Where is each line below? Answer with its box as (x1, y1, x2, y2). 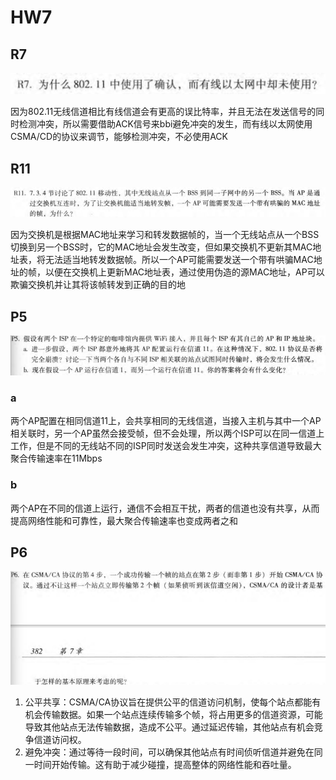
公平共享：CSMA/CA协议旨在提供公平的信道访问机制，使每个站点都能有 (24, 696, 322, 708)
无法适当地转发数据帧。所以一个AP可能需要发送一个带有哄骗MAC (44, 254, 314, 266)
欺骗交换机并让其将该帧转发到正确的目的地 (10, 279, 186, 291)
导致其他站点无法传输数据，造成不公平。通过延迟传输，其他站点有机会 (24, 721, 315, 733)
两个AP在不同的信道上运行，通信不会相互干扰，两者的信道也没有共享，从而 (10, 502, 320, 514)
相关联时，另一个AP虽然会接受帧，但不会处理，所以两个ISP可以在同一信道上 (10, 427, 325, 440)
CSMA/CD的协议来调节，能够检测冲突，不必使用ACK (10, 131, 228, 143)
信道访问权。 (33, 734, 87, 746)
